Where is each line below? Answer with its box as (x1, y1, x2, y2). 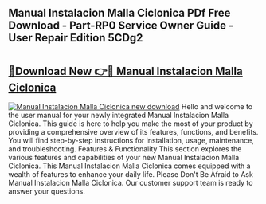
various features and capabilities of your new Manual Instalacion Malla (8, 153, 240, 162)
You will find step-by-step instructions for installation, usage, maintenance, (8, 135, 255, 145)
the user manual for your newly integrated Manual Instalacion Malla (8, 111, 229, 120)
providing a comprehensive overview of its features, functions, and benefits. (8, 127, 259, 136)
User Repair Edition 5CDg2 (8, 31, 143, 45)
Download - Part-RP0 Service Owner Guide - (8, 19, 234, 33)
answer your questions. (8, 186, 86, 196)
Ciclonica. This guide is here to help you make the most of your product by (8, 119, 253, 128)
